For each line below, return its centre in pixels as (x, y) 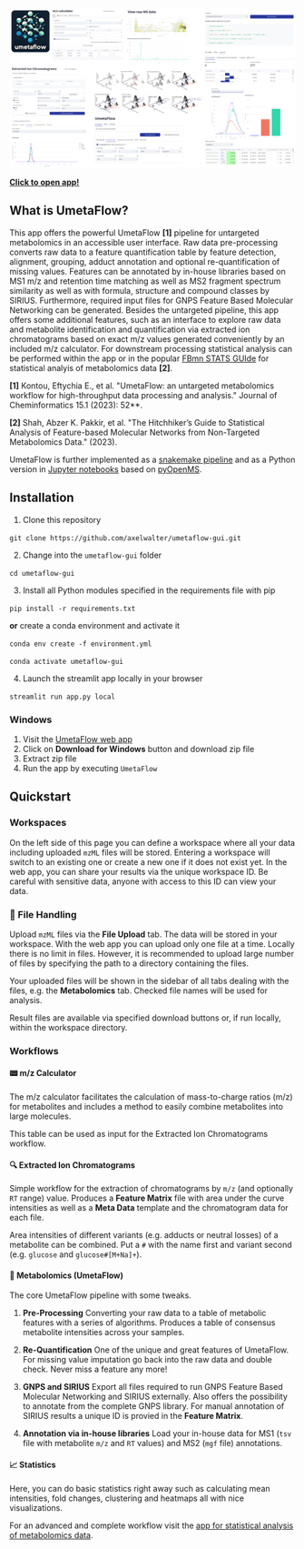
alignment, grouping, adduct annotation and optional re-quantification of (145, 261)
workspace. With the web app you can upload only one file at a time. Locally (152, 943)
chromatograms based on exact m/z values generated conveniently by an (147, 338)
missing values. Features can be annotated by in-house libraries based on (147, 271)
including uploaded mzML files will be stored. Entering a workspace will (140, 852)
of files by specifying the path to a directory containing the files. (129, 963)
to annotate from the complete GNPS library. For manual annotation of (153, 1406)
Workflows (34, 1051)
